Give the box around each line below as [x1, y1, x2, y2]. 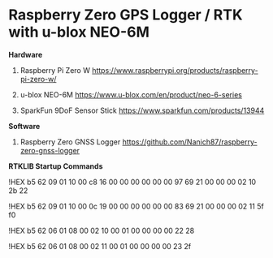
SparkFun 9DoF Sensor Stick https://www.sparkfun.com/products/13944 [19, 105, 265, 115]
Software [8, 121, 41, 131]
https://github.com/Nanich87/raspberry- [122, 136, 258, 147]
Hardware [8, 49, 43, 59]
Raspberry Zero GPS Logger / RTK [8, 6, 243, 24]
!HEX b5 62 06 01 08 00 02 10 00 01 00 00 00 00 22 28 [8, 226, 195, 235]
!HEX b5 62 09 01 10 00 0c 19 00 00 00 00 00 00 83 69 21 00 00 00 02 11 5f [8, 201, 264, 211]
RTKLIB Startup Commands [8, 161, 103, 171]
